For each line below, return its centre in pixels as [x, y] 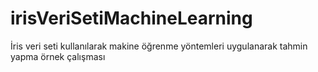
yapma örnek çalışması [58, 56]
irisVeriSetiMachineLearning [131, 18]
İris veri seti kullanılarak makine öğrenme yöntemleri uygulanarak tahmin [159, 46]
